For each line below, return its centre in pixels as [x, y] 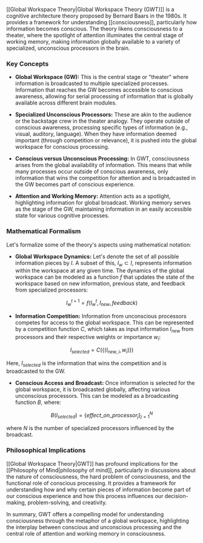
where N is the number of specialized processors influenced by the [90, 428]
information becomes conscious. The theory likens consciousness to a [95, 29]
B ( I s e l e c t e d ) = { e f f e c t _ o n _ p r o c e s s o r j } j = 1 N [102, 415]
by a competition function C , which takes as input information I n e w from [104, 330]
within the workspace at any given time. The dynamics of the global [100, 271]
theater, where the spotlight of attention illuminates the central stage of [95, 35]
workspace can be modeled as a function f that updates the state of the [105, 277]
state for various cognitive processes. [62, 216]
